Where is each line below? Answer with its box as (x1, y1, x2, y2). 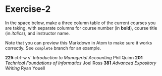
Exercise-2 (5, 3, 51, 15)
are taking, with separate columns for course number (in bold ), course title (5, 25, 158, 31)
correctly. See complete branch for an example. (5, 45, 102, 51)
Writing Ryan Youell (5, 65, 45, 71)
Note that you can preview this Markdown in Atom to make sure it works (5, 39, 152, 45)
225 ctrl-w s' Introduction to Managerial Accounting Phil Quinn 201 (5, 54, 143, 60)
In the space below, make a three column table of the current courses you (5, 20, 156, 26)
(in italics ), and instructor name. (5, 30, 70, 36)
